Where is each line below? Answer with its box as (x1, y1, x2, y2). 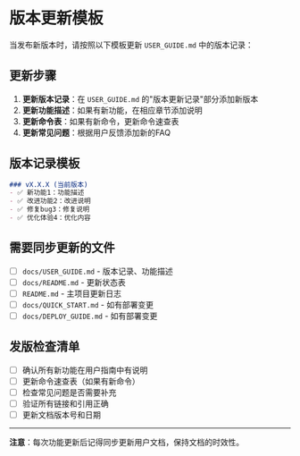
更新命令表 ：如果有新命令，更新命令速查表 (21, 115, 179, 126)
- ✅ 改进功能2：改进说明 (9, 197, 91, 206)
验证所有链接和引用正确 (21, 399, 109, 410)
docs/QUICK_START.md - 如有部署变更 (21, 299, 154, 309)
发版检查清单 (9, 339, 80, 354)
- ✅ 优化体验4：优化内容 (9, 214, 91, 223)
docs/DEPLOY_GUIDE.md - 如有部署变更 (21, 310, 158, 321)
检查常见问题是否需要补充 (21, 387, 117, 398)
